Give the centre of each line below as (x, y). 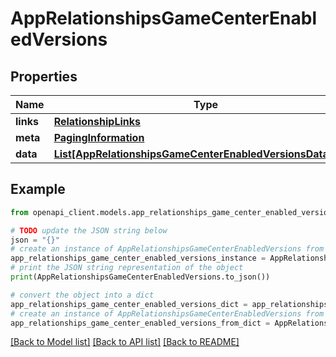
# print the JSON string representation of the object (127, 268)
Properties (44, 76)
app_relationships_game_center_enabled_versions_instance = (138, 258)
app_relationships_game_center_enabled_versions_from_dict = (140, 323)
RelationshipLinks (97, 121)
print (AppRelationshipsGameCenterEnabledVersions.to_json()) (140, 277)
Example (38, 189)
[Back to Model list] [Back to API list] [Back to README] (125, 342)
